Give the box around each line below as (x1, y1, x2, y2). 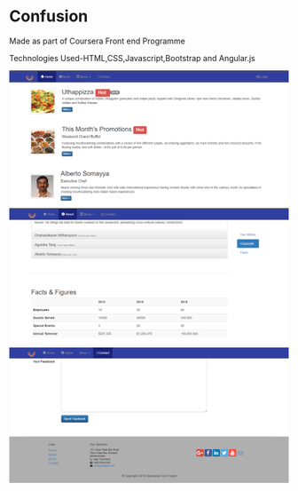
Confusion (9, 6, 89, 27)
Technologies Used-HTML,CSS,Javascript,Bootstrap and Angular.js (9, 52, 255, 63)
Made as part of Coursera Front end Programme (9, 36, 186, 46)
